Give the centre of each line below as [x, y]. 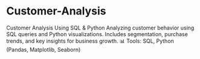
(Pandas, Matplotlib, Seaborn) [44, 49]
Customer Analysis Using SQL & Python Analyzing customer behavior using [100, 28]
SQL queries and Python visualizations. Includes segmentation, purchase [97, 34]
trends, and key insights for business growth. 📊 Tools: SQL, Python [90, 41]
